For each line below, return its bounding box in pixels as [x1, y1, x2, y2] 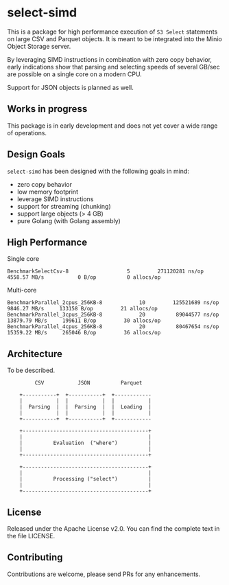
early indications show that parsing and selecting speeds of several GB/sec [7, 62, 221, 71]
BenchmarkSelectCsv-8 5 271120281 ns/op [7, 268, 204, 275]
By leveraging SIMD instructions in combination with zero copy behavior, [7, 55, 213, 63]
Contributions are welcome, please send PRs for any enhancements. [7, 570, 201, 578]
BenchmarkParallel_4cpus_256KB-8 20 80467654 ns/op [7, 323, 219, 330]
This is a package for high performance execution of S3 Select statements [7, 27, 218, 36]
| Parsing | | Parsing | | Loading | [19, 404, 152, 411]
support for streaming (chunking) [16, 202, 111, 210]
